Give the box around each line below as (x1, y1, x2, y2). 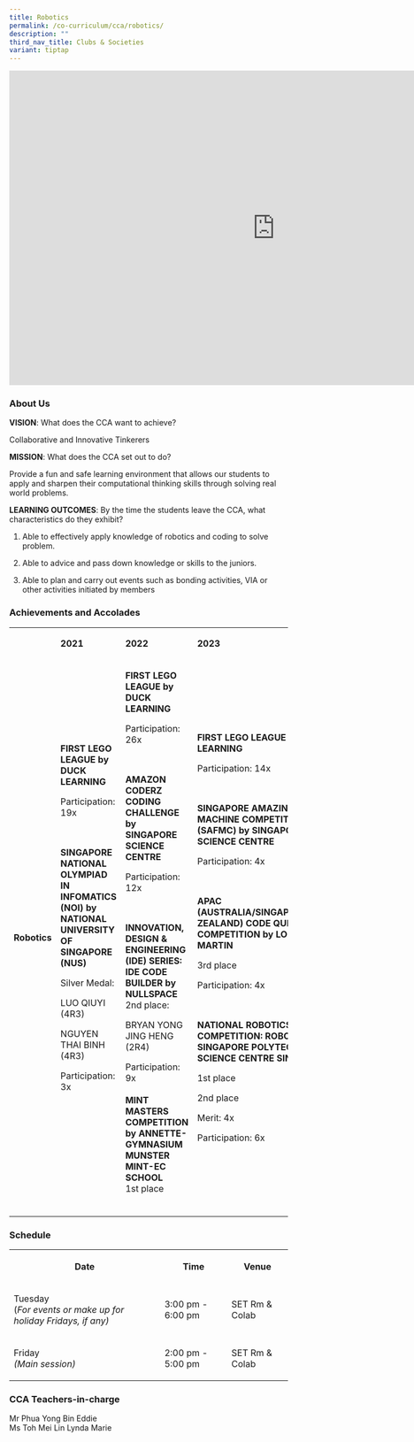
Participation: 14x (196, 762, 272, 774)
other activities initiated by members (21, 585, 156, 595)
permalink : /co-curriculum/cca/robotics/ (9, 21, 165, 30)
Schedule (9, 1229, 51, 1241)
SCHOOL (125, 1171, 164, 1184)
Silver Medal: (60, 977, 115, 989)
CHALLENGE (125, 806, 180, 818)
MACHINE (196, 813, 241, 825)
